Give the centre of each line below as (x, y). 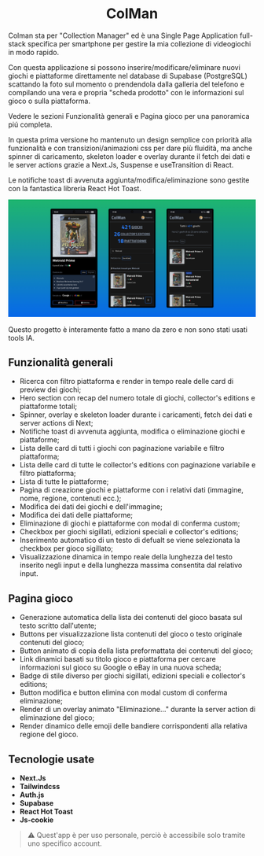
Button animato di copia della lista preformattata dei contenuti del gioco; (136, 651)
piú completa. (30, 124)
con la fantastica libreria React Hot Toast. (75, 188)
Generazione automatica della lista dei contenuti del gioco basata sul (131, 618)
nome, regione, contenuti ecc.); (70, 498)
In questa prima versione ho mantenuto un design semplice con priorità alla (130, 139)
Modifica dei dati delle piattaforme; (76, 515)
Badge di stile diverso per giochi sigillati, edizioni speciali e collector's (132, 676)
